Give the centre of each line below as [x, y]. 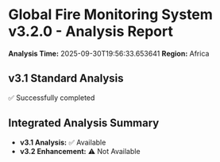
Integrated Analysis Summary [84, 123]
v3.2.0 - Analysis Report [91, 31]
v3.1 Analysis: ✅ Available [63, 142]
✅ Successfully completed [52, 98]
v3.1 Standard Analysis [66, 78]
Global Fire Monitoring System [110, 15]
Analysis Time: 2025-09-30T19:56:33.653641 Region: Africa [109, 53]
